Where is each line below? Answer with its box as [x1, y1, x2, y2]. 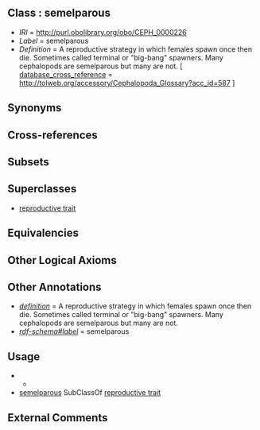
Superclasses [7, 182, 77, 196]
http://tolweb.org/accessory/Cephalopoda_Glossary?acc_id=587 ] [18, 78, 235, 87]
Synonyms [7, 101, 62, 114]
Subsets [7, 155, 49, 169]
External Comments [7, 411, 108, 424]
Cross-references [7, 128, 99, 141]
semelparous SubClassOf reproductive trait [18, 388, 161, 397]
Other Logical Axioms [7, 254, 117, 267]
